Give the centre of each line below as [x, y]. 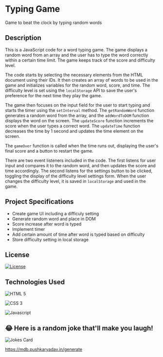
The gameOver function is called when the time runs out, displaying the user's [82, 146]
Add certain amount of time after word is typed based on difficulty [78, 234]
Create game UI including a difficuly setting [55, 213]
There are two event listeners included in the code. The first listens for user [81, 160]
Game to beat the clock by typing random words [54, 22]
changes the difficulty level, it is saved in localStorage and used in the [75, 181]
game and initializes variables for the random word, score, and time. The [78, 85]
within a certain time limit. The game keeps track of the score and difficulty [80, 60]
